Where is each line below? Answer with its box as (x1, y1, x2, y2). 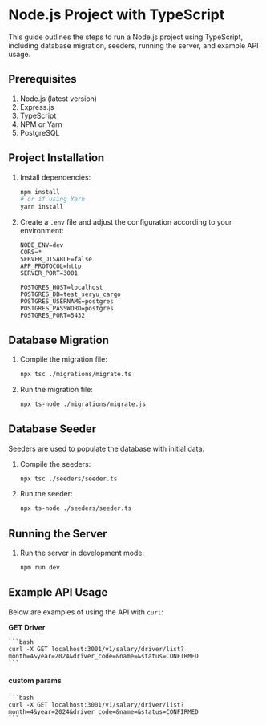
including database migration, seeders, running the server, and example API (8, 40, 259, 50)
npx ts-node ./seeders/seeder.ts (19, 504, 132, 512)
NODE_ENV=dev (19, 241, 64, 249)
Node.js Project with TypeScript (8, 6, 225, 24)
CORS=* (19, 249, 42, 257)
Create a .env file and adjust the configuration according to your (19, 217, 232, 227)
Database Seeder (8, 423, 97, 436)
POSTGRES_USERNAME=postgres (19, 298, 114, 306)
